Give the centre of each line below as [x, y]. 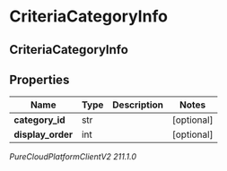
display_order [44, 134]
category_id [39, 120]
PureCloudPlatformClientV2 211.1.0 [73, 157]
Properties [39, 79]
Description [138, 105]
